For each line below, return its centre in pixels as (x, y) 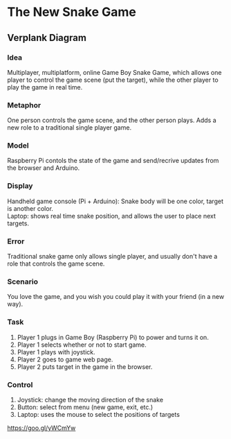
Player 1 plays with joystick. (56, 352)
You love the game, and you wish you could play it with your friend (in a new (116, 297)
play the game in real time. (45, 87)
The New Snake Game (72, 12)
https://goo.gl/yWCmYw (41, 428)
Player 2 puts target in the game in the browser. (85, 367)
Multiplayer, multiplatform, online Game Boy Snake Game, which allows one (114, 72)
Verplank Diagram (47, 38)
